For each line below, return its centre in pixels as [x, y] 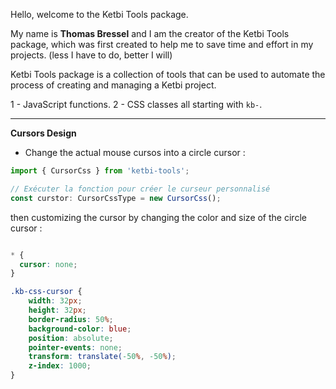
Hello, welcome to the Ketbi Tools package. [99, 14]
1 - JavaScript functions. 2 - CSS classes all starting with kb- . [136, 104]
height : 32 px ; [57, 310]
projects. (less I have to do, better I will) [91, 55]
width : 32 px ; [55, 301]
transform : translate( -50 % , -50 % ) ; [102, 357]
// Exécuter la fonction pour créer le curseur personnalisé [140, 189]
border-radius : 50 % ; [71, 319]
